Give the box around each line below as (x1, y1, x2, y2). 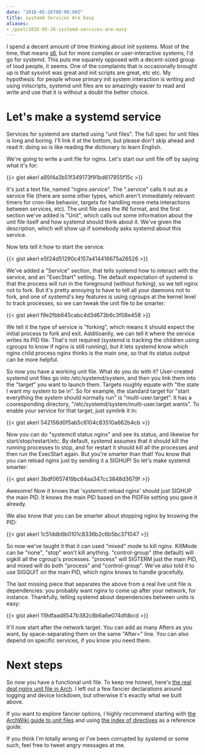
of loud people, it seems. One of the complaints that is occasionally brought (6, 63, 198, 70)
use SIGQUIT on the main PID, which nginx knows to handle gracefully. (6, 568, 185, 576)
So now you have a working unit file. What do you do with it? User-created (6, 368, 194, 375)
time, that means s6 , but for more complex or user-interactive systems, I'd (6, 50, 193, 57)
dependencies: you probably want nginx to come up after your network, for (6, 587, 196, 594)
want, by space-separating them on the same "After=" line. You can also (6, 630, 189, 638)
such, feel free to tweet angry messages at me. (6, 741, 125, 749)
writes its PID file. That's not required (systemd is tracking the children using (6, 336, 199, 344)
